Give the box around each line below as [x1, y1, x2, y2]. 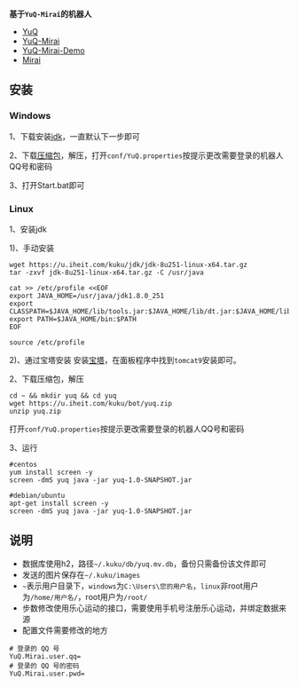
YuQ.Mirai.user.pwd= [9, 669, 86, 678]
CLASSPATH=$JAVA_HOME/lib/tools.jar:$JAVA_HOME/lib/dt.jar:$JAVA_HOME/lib [9, 306, 292, 316]
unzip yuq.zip [9, 407, 62, 415]
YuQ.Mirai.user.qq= [9, 651, 82, 660]
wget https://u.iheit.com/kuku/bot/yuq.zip [9, 399, 173, 407]
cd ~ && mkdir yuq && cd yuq [9, 391, 117, 400]
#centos [9, 460, 38, 469]
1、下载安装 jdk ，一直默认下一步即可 [9, 130, 140, 141]
